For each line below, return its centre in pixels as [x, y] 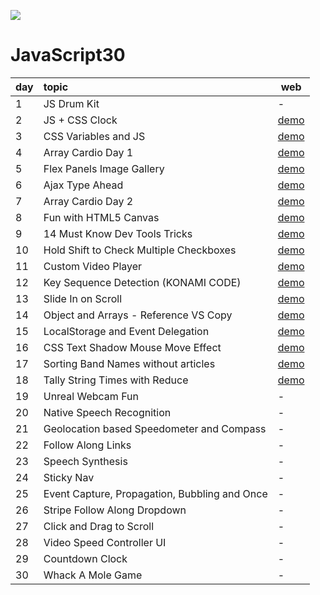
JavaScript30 [68, 55]
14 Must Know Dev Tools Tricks [118, 233]
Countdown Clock [85, 558]
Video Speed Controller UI [105, 542]
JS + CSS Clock [80, 120]
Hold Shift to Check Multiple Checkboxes [140, 250]
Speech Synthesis [85, 461]
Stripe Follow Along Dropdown [115, 510]
